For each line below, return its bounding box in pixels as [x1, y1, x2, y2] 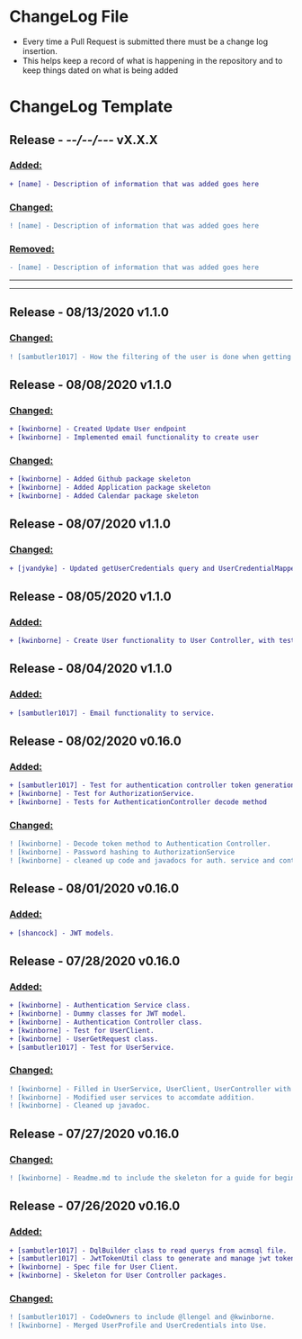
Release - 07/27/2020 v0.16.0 [9, 1126, 180, 1141]
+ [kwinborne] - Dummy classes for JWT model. [9, 1009, 187, 1018]
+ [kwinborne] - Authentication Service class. [9, 1001, 191, 1010]
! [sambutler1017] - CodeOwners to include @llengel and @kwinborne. [9, 1313, 276, 1322]
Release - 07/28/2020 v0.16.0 [9, 953, 181, 969]
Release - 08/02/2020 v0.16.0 [9, 734, 182, 749]
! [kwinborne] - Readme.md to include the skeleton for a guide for [9, 1173, 271, 1182]
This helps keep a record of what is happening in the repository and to [22, 55, 283, 66]
